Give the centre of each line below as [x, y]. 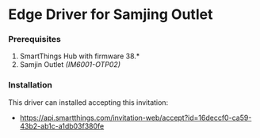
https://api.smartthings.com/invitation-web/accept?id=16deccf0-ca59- [136, 117]
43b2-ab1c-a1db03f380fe [62, 126]
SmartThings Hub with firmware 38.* [80, 56]
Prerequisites [34, 39]
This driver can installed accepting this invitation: [88, 102]
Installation [31, 85]
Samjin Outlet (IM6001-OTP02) [70, 65]
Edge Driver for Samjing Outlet [111, 15]
